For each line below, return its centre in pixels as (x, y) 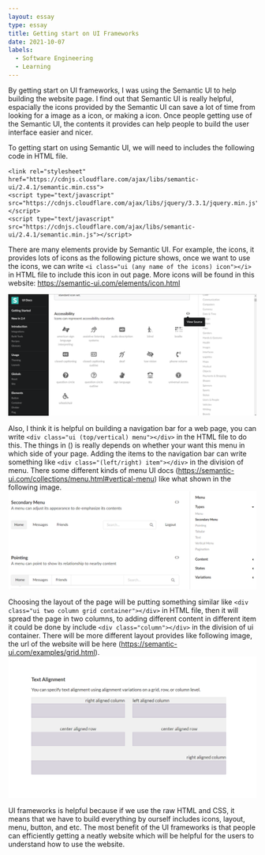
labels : (21, 50)
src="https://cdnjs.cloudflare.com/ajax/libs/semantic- (102, 227)
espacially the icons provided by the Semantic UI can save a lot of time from (132, 107)
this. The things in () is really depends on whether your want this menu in (127, 445)
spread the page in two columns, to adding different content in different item (132, 619)
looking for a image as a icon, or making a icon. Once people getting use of (130, 115)
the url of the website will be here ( (65, 644)
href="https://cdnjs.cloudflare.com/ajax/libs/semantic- (104, 179)
